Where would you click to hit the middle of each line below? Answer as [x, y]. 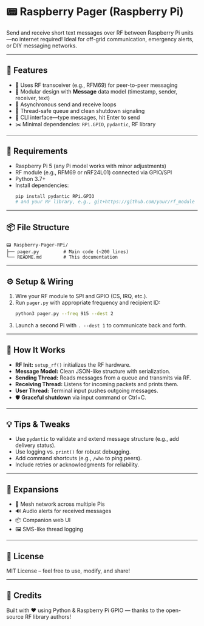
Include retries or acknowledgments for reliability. [77, 464]
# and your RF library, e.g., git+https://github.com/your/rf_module [105, 202]
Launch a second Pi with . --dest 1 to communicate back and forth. [101, 325]
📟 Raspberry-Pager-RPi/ [37, 245]
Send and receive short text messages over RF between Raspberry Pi [93, 32]
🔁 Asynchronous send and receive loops [66, 104]
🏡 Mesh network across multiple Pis [60, 504]
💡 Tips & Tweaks [38, 425]
